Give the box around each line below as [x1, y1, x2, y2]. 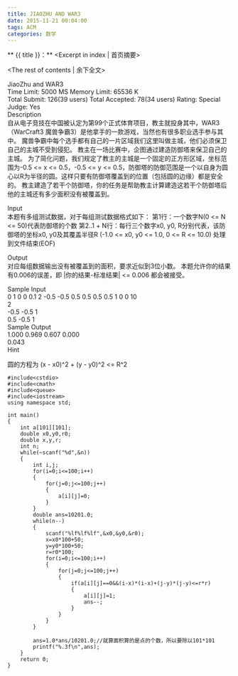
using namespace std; [7, 399, 72, 406]
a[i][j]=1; [83, 592, 116, 600]
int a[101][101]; [20, 424, 72, 431]
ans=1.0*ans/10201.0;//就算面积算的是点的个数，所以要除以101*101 [33, 638, 215, 645]
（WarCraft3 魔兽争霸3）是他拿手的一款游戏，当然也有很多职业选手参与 [7, 127, 218, 136]
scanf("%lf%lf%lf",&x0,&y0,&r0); [45, 530, 144, 537]
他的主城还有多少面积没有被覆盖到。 [7, 190, 114, 199]
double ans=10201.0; [33, 512, 94, 519]
